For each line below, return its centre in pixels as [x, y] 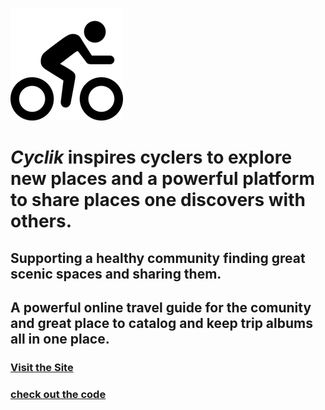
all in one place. [60, 338]
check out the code [58, 394]
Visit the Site [42, 367]
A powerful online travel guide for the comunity [161, 307]
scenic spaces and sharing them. [116, 273]
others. [41, 221]
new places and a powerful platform [162, 179]
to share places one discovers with [158, 200]
